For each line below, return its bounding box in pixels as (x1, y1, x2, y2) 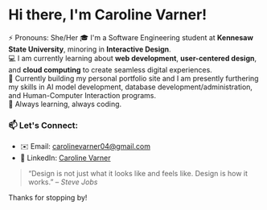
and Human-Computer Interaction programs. (8, 90, 157, 100)
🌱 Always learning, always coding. (8, 99, 122, 109)
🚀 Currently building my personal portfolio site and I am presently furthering (8, 73, 259, 83)
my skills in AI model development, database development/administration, (8, 82, 253, 92)
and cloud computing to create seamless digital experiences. (8, 64, 213, 74)
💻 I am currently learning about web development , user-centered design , (8, 53, 257, 63)
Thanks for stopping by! (8, 193, 88, 203)
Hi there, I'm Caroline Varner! (8, 6, 207, 24)
